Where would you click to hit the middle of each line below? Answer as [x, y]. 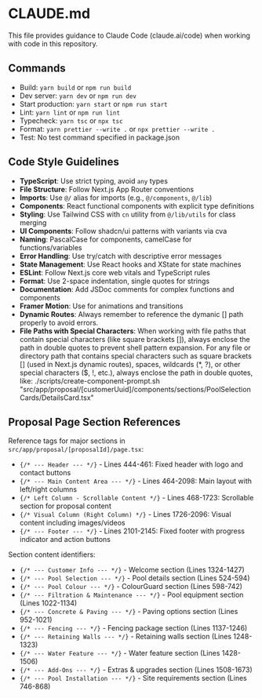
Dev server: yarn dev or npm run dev [78, 96]
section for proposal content [65, 506]
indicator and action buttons [65, 540]
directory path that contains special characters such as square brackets [136, 356]
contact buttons [45, 473]
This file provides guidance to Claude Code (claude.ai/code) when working [129, 35]
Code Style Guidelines [64, 162]
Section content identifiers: [52, 554]
